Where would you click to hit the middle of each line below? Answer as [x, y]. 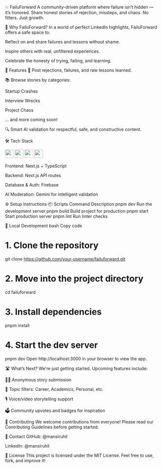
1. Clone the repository [52, 245]
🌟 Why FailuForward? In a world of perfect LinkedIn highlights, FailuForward [81, 27]
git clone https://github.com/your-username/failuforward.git [65, 259]
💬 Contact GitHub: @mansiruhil [36, 436]
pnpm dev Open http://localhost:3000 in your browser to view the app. [76, 359]
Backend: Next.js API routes [33, 175]
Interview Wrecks [23, 101]
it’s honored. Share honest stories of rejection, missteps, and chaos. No [77, 12]
